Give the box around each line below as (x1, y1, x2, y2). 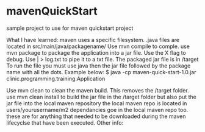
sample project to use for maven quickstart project (6, 24, 134, 32)
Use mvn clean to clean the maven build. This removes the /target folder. (6, 86, 189, 94)
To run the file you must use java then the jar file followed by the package (6, 62, 191, 69)
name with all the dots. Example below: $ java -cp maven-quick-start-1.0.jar (6, 68, 196, 75)
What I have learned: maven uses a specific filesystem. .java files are (6, 36, 180, 43)
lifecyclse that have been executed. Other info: (6, 119, 124, 126)
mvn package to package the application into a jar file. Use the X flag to (6, 49, 186, 56)
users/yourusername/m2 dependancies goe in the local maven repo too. (6, 106, 189, 113)
